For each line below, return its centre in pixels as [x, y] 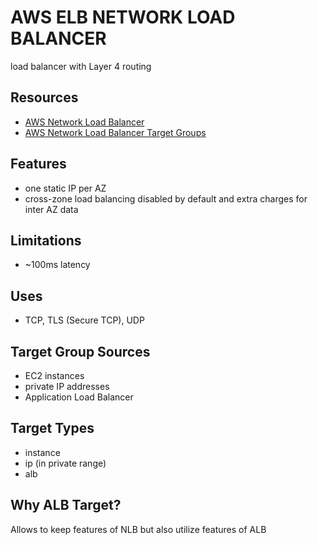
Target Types [52, 428]
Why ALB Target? [66, 505]
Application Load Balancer [79, 397]
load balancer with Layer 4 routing [81, 66]
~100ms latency [57, 265]
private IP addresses [67, 386]
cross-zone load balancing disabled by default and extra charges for [166, 198]
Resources [44, 97]
